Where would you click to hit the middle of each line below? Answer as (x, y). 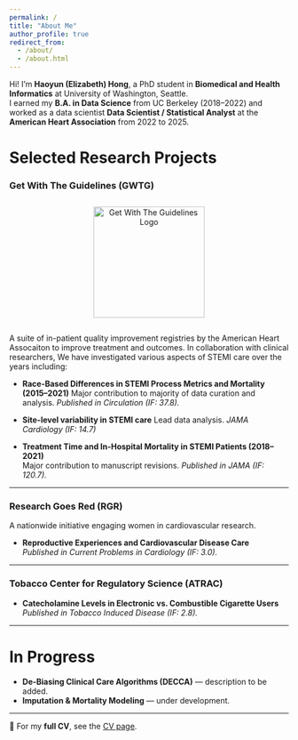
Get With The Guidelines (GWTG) (82, 186)
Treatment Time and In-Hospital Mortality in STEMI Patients (134, 446)
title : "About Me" (43, 26)
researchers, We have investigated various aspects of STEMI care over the (145, 358)
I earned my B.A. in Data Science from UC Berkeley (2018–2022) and (136, 103)
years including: (39, 366)
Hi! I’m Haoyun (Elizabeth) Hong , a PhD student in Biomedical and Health (145, 84)
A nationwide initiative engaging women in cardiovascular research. (133, 526)
